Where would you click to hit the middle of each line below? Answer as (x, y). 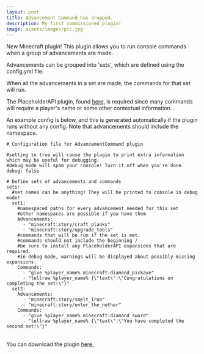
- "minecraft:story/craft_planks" (67, 225)
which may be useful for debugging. (53, 160)
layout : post (23, 12)
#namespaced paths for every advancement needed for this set (98, 209)
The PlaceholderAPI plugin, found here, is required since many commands (100, 102)
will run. (16, 90)
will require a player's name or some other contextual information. (89, 108)
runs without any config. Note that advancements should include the (93, 127)
